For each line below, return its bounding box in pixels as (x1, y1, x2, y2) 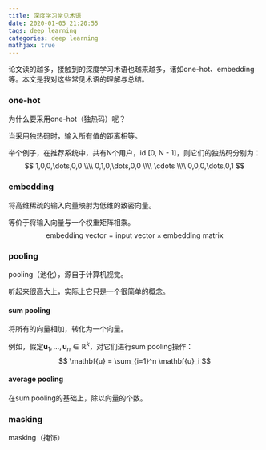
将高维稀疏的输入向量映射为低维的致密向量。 (8, 200, 156, 210)
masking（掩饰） (8, 433, 65, 443)
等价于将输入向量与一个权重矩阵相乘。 (8, 217, 135, 227)
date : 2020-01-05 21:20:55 (8, 19, 99, 27)
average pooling (8, 374, 64, 384)
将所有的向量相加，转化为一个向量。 (8, 324, 128, 334)
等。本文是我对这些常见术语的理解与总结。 (8, 74, 149, 84)
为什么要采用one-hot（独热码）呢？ (8, 114, 127, 124)
